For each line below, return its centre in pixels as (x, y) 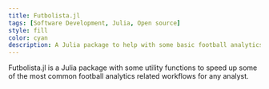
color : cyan (28, 38)
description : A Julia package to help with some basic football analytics (136, 45)
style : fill (28, 30)
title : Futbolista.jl (44, 15)
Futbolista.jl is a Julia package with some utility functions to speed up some (133, 68)
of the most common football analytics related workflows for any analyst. (129, 76)
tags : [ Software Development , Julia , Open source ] (94, 23)
